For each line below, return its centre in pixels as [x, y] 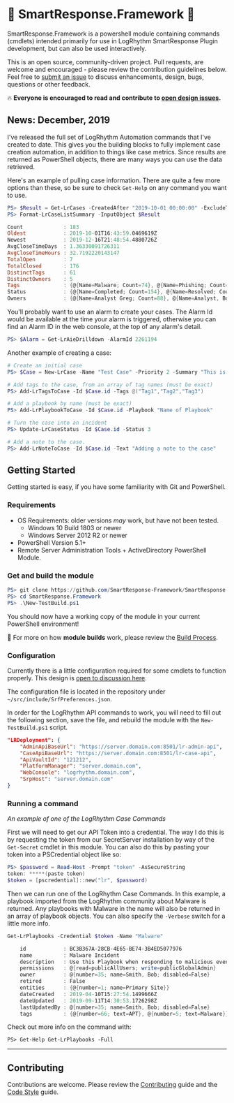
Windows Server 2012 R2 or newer [77, 535]
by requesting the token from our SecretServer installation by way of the [111, 840]
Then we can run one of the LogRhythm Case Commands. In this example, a [117, 893]
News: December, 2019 [58, 120]
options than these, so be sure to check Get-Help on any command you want [117, 187]
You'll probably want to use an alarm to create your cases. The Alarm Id [110, 312]
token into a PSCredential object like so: [64, 854]
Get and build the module [50, 576]
